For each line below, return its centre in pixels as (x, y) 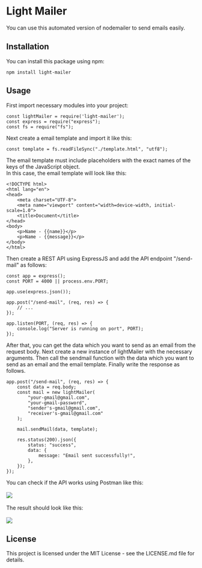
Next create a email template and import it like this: (69, 138)
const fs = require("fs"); (40, 127)
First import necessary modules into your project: (67, 105)
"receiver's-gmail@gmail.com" (66, 413)
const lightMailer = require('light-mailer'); (66, 116)
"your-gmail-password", (57, 403)
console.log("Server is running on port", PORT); (81, 329)
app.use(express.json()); (38, 292)
